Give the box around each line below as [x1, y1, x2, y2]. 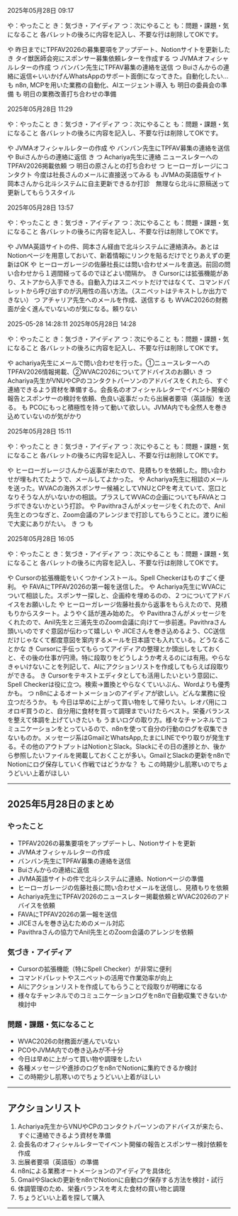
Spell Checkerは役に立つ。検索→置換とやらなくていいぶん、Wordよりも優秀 [7, 680, 231, 688]
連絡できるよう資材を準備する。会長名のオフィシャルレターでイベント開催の [7, 386, 230, 393]
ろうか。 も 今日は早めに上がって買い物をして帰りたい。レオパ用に [25, 698, 221, 706]
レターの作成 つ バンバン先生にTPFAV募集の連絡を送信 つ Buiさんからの [13, 63, 224, 71]
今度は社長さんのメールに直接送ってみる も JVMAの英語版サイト [33, 170, 223, 179]
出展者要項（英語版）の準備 [17, 1158, 99, 1166]
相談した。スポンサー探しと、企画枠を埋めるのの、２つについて [25, 592, 212, 599]
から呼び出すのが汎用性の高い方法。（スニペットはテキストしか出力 [25, 287, 222, 295]
